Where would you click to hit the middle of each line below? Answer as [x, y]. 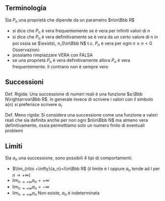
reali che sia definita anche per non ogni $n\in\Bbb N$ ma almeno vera [77, 120]
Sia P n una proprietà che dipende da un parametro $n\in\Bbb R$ [70, 20]
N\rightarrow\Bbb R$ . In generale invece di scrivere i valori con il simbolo [79, 99]
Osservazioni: [26, 50]
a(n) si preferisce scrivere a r [34, 105]
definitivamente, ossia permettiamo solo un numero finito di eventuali [75, 125]
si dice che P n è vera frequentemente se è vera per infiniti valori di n [81, 31]
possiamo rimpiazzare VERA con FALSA [53, 55]
